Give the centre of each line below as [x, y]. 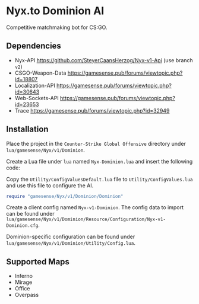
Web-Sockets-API [37, 98]
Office [22, 289]
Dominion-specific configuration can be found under [71, 237]
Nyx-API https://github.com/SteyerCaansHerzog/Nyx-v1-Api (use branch [104, 60]
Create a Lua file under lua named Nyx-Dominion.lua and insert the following [99, 161]
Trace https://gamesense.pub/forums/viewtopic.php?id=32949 [92, 110]
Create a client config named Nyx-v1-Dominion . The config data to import [95, 207]
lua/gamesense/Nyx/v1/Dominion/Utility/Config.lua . [71, 243]
